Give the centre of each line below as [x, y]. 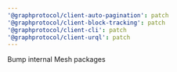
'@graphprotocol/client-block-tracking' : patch [87, 23]
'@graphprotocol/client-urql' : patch [69, 37]
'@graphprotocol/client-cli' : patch [67, 30]
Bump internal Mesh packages [57, 59]
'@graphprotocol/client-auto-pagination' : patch [88, 15]
